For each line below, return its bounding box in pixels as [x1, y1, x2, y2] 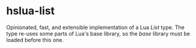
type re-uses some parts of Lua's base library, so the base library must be [6, 30, 191, 37]
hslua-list [6, 4, 55, 18]
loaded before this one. [6, 36, 64, 43]
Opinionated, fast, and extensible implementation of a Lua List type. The [6, 24, 185, 31]
